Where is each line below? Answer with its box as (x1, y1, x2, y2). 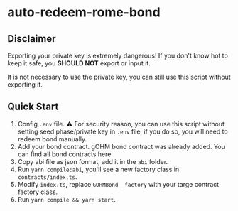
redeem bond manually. (17, 134, 87, 143)
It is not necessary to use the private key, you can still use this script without (7, 72, 231, 81)
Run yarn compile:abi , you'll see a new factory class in (17, 165, 180, 173)
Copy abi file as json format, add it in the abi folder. (17, 157, 168, 166)
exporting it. (7, 80, 43, 89)
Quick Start (7, 101, 59, 113)
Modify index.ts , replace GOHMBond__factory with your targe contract (17, 180, 220, 188)
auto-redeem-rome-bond (7, 4, 161, 21)
